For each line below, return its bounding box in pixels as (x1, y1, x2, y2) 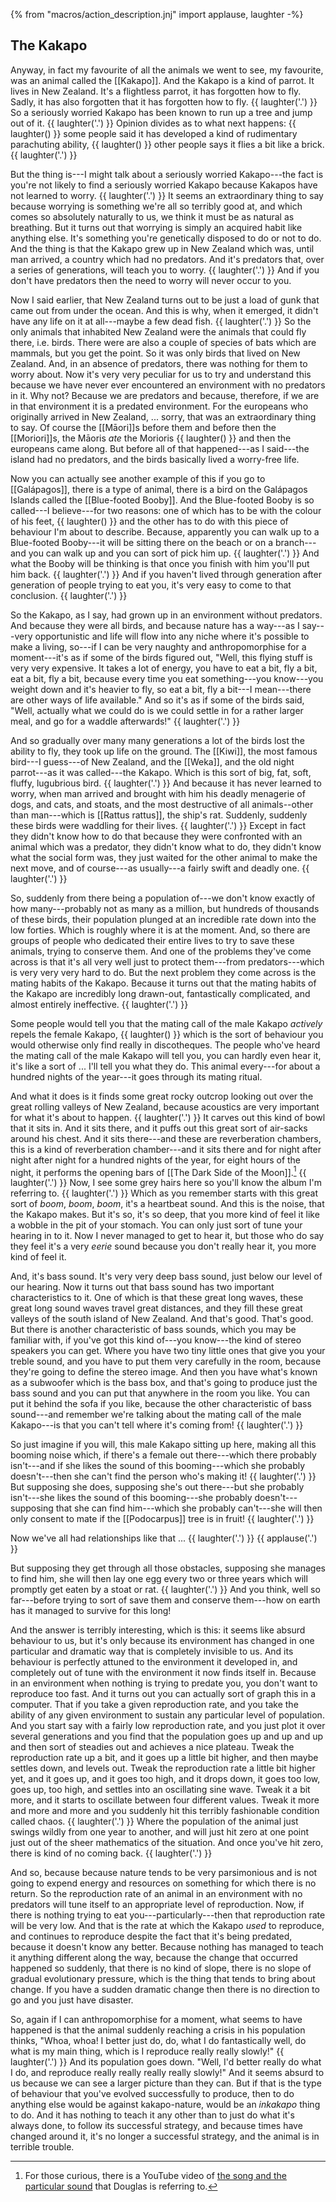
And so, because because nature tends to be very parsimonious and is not (10, 1867, 318, 1879)
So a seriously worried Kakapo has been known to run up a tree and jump (10, 106, 313, 118)
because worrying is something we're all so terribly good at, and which (10, 200, 303, 212)
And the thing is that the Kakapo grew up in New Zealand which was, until (10, 242, 315, 254)
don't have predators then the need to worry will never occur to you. (10, 274, 292, 286)
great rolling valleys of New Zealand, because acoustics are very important (10, 1100, 320, 1113)
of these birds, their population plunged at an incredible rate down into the (10, 913, 317, 925)
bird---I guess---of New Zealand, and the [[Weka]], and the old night (10, 755, 295, 768)
